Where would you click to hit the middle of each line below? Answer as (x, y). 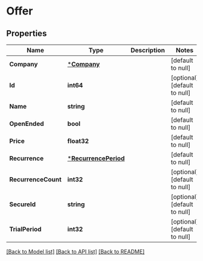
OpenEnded (27, 124)
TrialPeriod (25, 229)
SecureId (23, 204)
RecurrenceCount (35, 179)
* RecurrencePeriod (96, 158)
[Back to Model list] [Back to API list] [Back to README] (76, 252)
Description (148, 50)
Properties (27, 33)
